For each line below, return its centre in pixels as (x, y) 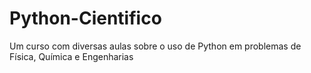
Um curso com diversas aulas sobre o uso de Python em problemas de (155, 46)
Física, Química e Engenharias (71, 56)
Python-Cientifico (85, 18)
